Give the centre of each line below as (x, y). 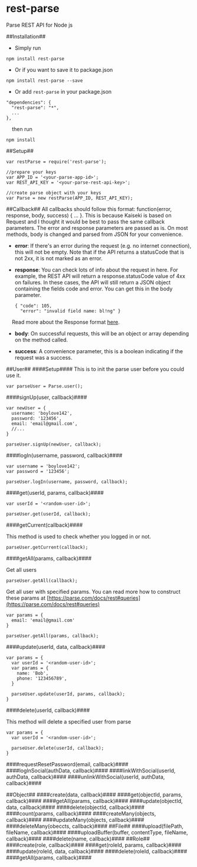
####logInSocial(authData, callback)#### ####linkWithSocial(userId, (91, 770)
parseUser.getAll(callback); (42, 580)
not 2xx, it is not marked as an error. (59, 258)
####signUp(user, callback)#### (47, 397)
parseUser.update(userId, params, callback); (68, 694)
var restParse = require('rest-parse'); (57, 162)
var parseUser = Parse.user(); (45, 386)
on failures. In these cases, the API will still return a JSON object (93, 282)
